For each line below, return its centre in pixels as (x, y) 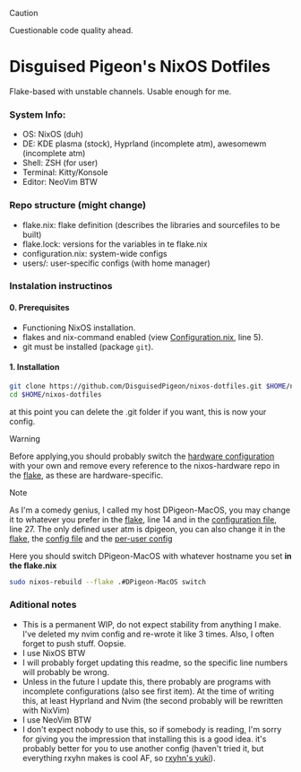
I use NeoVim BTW (57, 719)
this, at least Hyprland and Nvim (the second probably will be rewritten (153, 700)
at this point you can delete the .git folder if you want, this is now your (138, 411)
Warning (25, 438)
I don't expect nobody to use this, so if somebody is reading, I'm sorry (152, 729)
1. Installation (34, 367)
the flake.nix (33, 566)
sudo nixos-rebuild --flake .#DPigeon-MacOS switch (107, 582)
